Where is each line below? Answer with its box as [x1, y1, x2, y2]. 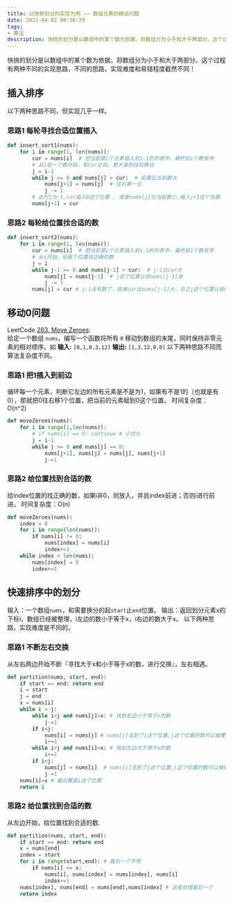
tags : [7, 23, 23, 30]
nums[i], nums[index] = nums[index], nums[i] [44, 870, 178, 878]
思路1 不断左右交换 [7, 642, 69, 652]
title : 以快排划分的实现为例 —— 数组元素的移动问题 [7, 10, 140, 17]
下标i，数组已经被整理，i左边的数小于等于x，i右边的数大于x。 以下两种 [7, 615, 209, 623]
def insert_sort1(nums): [7, 142, 79, 149]
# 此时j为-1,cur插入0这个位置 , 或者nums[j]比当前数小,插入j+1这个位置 [32, 194, 221, 201]
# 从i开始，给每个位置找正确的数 [32, 253, 114, 261]
